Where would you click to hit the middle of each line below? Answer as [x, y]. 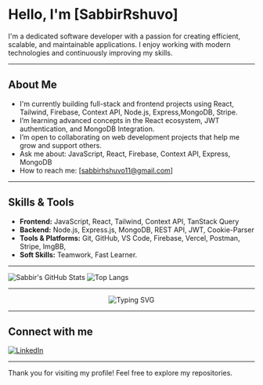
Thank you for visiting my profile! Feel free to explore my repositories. [121, 373]
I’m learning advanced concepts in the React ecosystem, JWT [119, 120]
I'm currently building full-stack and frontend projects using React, [127, 104]
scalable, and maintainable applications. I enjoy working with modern [119, 44]
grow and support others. [60, 145]
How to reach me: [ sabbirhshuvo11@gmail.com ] [96, 170]
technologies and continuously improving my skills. [90, 53]
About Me [32, 85]
